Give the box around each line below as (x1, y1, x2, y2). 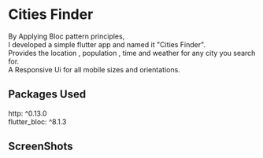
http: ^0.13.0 (8, 108, 47, 118)
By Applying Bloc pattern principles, (8, 31, 125, 41)
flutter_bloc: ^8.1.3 (8, 116, 67, 127)
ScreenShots (8, 140, 73, 153)
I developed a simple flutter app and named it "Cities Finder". (8, 39, 206, 49)
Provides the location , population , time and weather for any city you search (8, 48, 256, 57)
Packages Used (8, 88, 87, 101)
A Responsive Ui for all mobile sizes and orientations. (8, 64, 181, 74)
